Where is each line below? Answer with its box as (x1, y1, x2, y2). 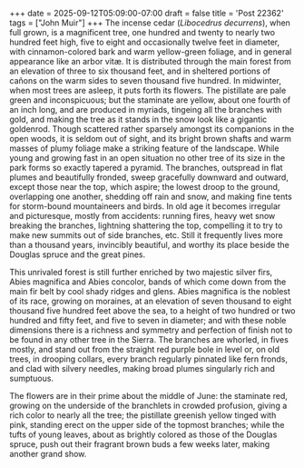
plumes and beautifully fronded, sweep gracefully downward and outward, (9, 172, 289, 183)
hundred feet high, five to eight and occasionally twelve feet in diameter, (9, 36, 279, 47)
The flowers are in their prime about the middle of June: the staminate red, (9, 391, 289, 401)
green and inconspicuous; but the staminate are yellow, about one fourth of (9, 95, 291, 105)
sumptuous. (9, 373, 54, 383)
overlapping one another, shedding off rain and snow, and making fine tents (9, 191, 292, 202)
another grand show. (9, 449, 87, 459)
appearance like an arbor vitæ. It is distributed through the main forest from (9, 56, 292, 66)
